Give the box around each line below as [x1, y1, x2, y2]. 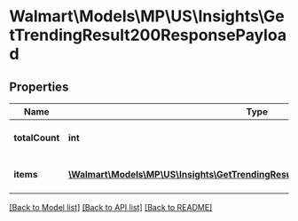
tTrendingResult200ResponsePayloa [9, 25, 286, 45]
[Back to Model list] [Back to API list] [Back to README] [9, 202, 213, 212]
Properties [9, 79, 69, 94]
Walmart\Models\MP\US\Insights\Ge [9, 6, 286, 27]
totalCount [13, 131, 60, 144]
